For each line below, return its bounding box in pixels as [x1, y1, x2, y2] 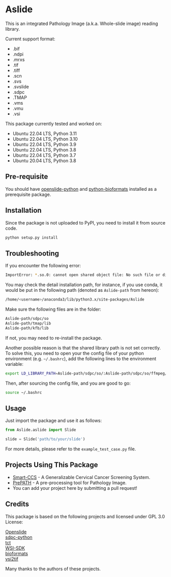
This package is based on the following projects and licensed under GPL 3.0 [5, 513, 165, 519]
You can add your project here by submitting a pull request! [12, 485, 137, 491]
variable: [5, 361, 24, 367]
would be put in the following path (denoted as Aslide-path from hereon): [5, 287, 159, 293]
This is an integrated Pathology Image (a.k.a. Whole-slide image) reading [5, 20, 158, 27]
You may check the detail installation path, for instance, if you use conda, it [5, 282, 163, 288]
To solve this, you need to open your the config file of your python [5, 350, 144, 356]
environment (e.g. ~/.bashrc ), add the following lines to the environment [5, 356, 157, 362]
